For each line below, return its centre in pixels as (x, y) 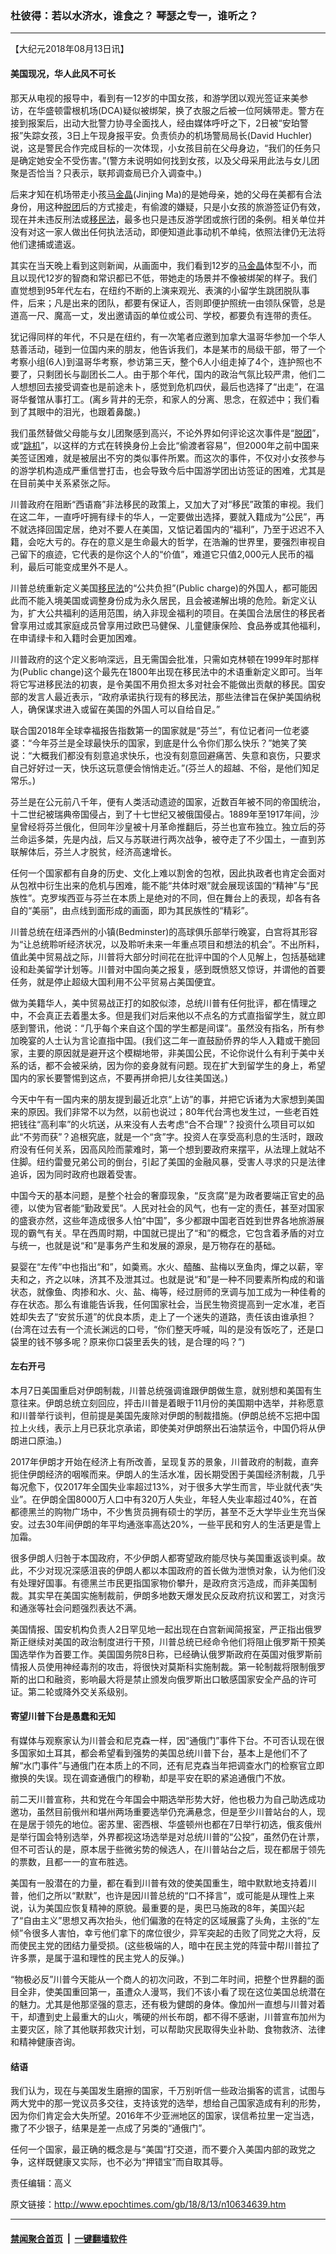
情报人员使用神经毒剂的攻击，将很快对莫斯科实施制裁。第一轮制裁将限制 (159, 1666)
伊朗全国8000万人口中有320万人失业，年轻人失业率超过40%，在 (174, 1499)
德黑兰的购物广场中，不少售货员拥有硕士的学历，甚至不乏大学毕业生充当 (167, 1511)
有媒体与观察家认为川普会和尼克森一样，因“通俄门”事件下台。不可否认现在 (163, 1740)
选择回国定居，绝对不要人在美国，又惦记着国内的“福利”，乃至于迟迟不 (172, 529)
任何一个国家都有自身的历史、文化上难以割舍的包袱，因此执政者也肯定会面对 (168, 873)
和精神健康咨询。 (45, 2041)
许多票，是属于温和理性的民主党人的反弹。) (97, 1958)
